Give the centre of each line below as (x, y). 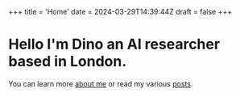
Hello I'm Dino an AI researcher (114, 44)
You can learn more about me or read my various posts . (101, 83)
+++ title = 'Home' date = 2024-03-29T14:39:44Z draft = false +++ (120, 12)
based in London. (68, 62)
